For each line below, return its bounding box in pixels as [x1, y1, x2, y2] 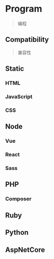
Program [5, 3, 42, 15]
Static [5, 64, 24, 73]
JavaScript [5, 93, 33, 100]
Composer [5, 195, 32, 202]
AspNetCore [5, 245, 45, 254]
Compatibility [5, 35, 49, 44]
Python [5, 228, 29, 237]
